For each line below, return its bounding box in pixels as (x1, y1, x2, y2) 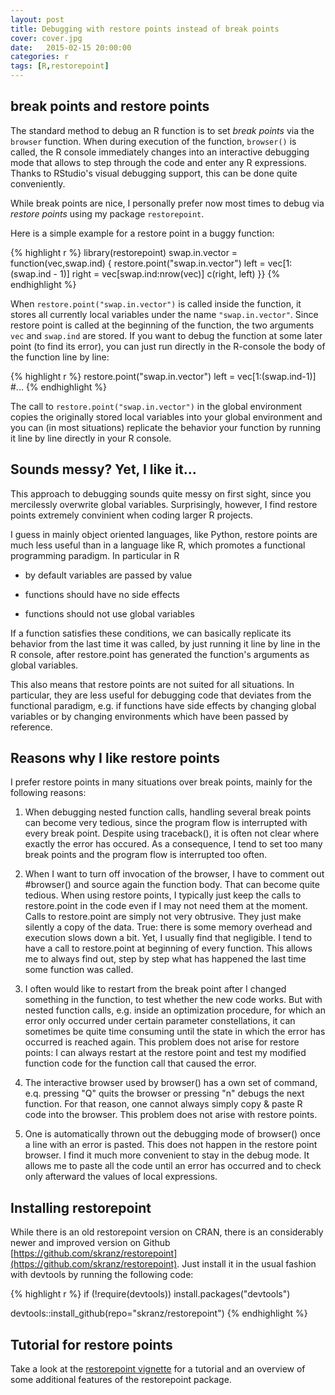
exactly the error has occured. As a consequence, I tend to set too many (24, 838, 323, 850)
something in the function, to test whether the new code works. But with (24, 994, 323, 1006)
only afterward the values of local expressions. (24, 1171, 218, 1183)
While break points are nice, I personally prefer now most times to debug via (10, 197, 325, 209)
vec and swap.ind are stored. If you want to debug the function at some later (10, 329, 323, 341)
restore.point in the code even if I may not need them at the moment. (24, 900, 308, 912)
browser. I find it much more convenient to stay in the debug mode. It (24, 1149, 310, 1161)
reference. (10, 721, 53, 733)
